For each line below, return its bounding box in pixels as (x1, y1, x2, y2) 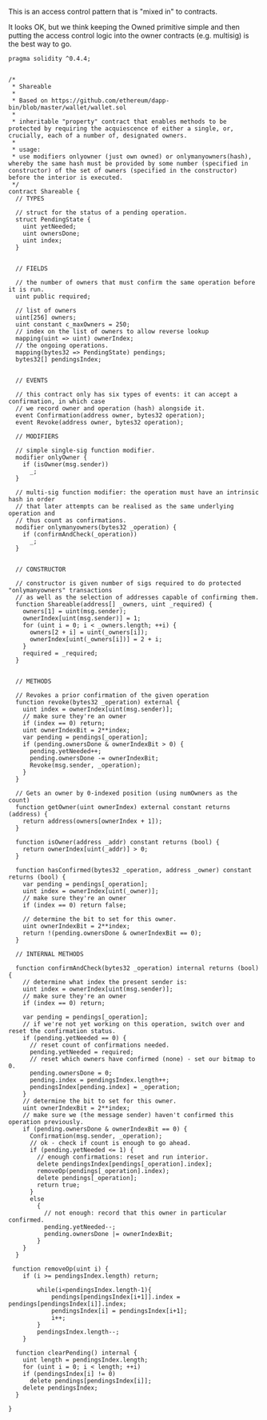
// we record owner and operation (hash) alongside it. (15, 405, 205, 413)
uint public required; (15, 293, 91, 301)
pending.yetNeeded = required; (29, 1048, 134, 1056)
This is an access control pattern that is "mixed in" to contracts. (8, 7, 218, 16)
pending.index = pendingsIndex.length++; (29, 1076, 170, 1084)
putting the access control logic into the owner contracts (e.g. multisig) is (8, 31, 249, 40)
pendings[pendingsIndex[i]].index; (8, 1300, 127, 1308)
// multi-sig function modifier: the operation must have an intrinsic (15, 489, 260, 497)
